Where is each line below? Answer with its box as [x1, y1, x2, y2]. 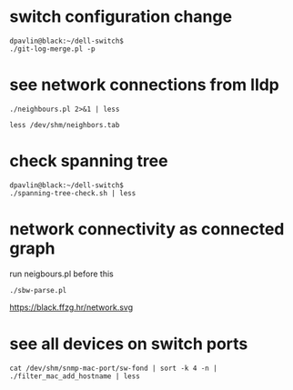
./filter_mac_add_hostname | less [9, 371, 141, 381]
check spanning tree [9, 151, 168, 172]
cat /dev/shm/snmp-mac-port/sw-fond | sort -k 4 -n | [9, 364, 218, 373]
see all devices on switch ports [9, 334, 248, 354]
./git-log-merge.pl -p [9, 44, 96, 54]
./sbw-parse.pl [9, 285, 67, 295]
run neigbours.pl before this [9, 268, 114, 279]
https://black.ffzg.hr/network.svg [9, 302, 134, 313]
